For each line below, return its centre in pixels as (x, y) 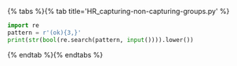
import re (24, 26)
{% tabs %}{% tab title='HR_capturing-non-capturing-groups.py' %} (118, 11)
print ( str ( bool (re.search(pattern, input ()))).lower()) (100, 40)
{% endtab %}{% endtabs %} (55, 54)
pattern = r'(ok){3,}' (44, 33)
